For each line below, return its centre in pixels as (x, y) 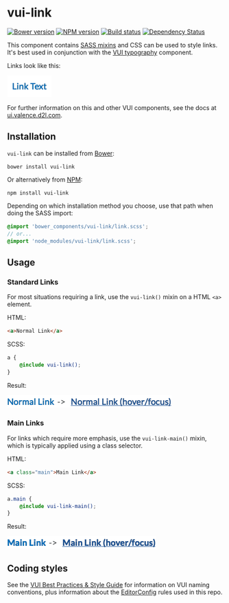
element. (20, 305)
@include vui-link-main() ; (58, 506)
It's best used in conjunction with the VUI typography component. (100, 52)
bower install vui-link (41, 166)
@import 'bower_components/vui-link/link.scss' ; (78, 226)
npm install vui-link (38, 193)
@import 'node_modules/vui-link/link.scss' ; (72, 241)
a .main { (20, 499)
